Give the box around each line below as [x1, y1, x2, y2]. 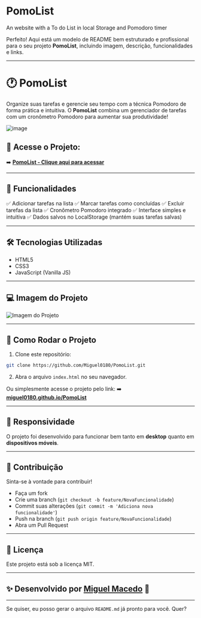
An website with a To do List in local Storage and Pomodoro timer [6, 24, 167, 31]
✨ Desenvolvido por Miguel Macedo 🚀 [6, 584, 150, 594]
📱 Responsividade [6, 417, 75, 427]
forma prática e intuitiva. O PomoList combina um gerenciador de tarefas [6, 106, 187, 114]
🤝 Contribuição [6, 462, 63, 473]
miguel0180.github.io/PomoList [6, 393, 87, 401]
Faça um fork [14, 489, 48, 497]
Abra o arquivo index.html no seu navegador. [14, 373, 127, 380]
